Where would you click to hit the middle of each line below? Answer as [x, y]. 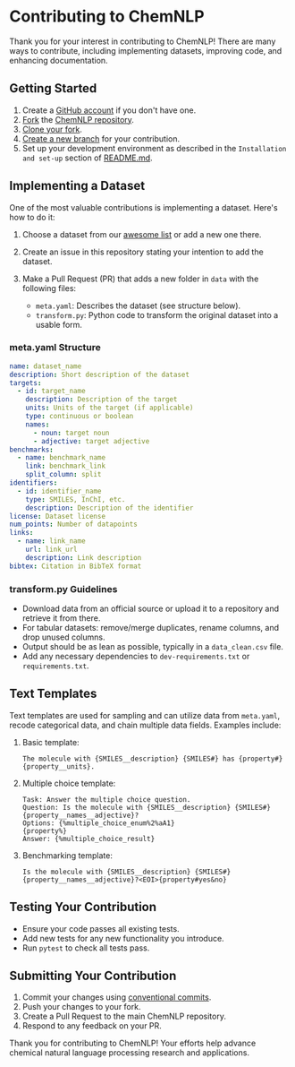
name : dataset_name [46, 366]
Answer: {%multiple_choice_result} [88, 839]
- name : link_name [52, 541]
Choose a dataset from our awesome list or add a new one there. [142, 234]
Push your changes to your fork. [81, 1007]
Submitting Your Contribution [93, 976]
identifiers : [34, 483]
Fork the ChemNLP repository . [78, 119]
